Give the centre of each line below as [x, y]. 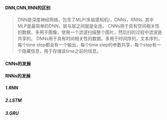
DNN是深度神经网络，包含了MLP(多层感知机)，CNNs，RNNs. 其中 [85, 20]
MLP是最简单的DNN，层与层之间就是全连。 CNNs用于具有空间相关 [86, 26]
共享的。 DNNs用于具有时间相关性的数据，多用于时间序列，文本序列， [90, 39]
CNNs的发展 [18, 63]
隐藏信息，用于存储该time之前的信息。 [61, 51]
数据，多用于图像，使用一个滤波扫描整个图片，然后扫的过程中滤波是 [92, 32]
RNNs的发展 [18, 76]
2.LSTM [13, 100]
